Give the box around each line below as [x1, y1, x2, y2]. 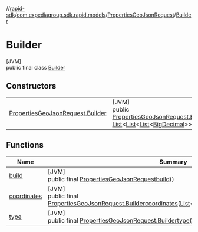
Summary [159, 158, 187, 166]
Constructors [6, 81, 57, 91]
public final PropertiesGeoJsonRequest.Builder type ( [48, 216, 192, 224]
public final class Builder [6, 64, 66, 71]
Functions [6, 140, 44, 150]
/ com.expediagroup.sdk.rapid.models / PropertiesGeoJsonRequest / [14, 11, 177, 18]
